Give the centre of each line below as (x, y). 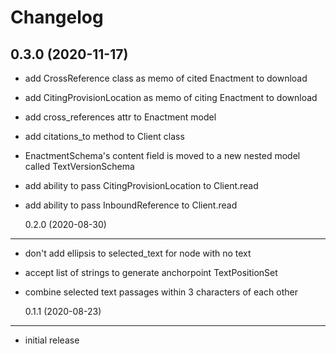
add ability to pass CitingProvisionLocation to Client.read (141, 185)
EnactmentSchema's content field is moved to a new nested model (162, 155)
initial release (52, 340)
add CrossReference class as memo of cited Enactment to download (166, 78)
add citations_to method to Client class (104, 136)
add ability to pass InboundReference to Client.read (131, 205)
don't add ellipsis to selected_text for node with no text (138, 253)
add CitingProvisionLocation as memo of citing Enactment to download (171, 97)
